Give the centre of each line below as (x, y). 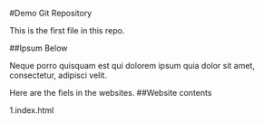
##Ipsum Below (39, 48)
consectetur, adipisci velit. (58, 75)
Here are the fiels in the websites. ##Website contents (111, 93)
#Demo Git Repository (51, 13)
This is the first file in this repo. (67, 30)
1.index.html (32, 110)
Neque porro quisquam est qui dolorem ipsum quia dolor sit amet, (132, 66)
